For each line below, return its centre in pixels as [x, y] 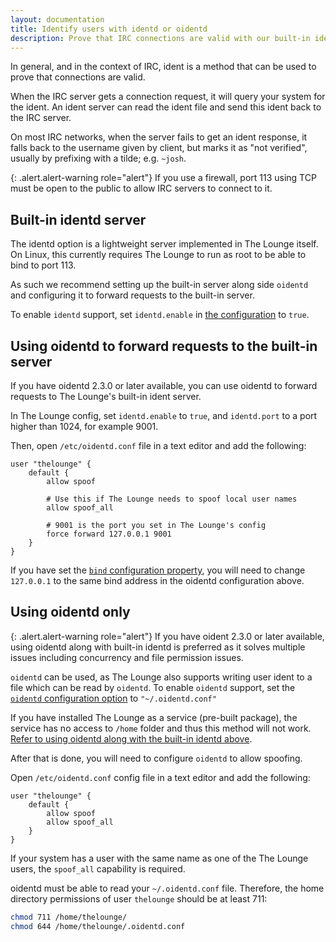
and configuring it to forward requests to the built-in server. [132, 295]
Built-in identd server [78, 219]
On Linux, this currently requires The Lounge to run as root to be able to [158, 255]
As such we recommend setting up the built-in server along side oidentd [159, 285]
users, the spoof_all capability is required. [98, 868]
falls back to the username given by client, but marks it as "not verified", [159, 148]
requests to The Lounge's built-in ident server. [106, 396]
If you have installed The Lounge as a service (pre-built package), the [154, 717]
